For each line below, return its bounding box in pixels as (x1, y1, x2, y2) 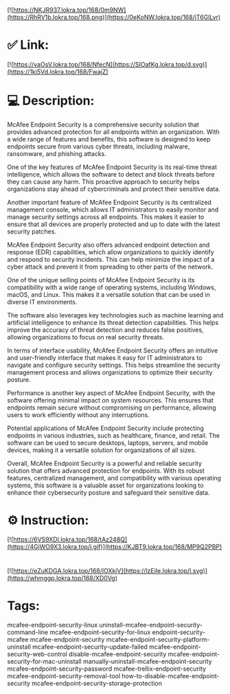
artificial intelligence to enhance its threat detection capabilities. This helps (7, 318, 219, 326)
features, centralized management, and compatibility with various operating (7, 473, 222, 482)
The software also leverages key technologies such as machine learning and (7, 311, 224, 319)
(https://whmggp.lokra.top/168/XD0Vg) (7, 574, 118, 582)
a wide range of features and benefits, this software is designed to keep (7, 135, 211, 143)
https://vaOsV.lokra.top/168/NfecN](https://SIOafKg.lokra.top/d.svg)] (13, 60, 207, 68)
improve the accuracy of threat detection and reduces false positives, (7, 326, 204, 334)
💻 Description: (7, 93, 95, 109)
